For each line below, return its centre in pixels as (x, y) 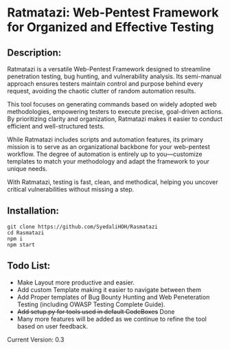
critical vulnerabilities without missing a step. (71, 189)
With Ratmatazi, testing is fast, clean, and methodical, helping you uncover (113, 182)
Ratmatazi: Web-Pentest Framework (113, 13)
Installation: (33, 211)
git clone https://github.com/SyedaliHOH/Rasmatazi (82, 227)
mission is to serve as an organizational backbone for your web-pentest (109, 147)
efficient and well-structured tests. (56, 126)
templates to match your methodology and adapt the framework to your (108, 161)
